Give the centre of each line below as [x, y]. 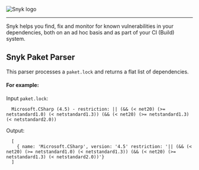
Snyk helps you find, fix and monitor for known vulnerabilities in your [90, 26]
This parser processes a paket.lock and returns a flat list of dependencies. [97, 72]
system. [16, 39]
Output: [15, 131]
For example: [23, 85]
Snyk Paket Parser [41, 57]
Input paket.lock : [27, 98]
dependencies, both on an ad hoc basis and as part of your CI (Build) [90, 32]
